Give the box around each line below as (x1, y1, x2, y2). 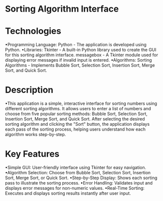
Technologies (5, 26, 62, 37)
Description (5, 84, 54, 96)
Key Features (5, 149, 60, 160)
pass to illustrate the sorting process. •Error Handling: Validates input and (5, 180, 153, 185)
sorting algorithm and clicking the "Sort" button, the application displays (5, 121, 150, 127)
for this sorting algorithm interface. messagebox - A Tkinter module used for (5, 52, 158, 58)
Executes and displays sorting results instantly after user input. (5, 190, 131, 196)
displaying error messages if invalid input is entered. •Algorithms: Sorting (5, 57, 152, 63)
